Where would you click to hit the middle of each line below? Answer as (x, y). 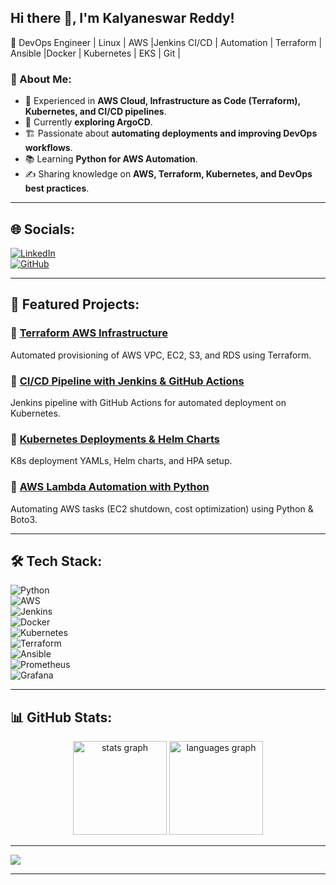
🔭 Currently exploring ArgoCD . (88, 122)
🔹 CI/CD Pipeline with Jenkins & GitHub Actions (127, 381)
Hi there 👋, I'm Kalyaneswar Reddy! (122, 18)
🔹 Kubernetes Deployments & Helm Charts (115, 439)
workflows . (48, 148)
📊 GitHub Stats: (61, 717)
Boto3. (24, 519)
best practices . (57, 188)
